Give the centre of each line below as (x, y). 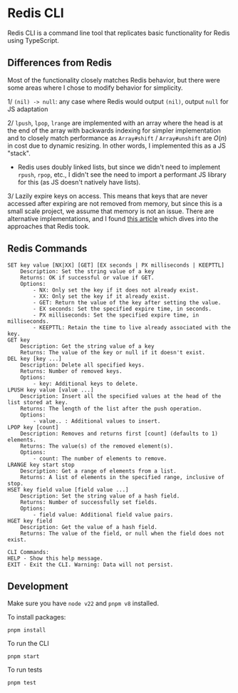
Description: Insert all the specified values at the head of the (121, 396)
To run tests (25, 670)
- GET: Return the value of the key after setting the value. (127, 302)
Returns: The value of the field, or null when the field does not (122, 533)
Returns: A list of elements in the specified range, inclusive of (122, 477)
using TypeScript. (33, 40)
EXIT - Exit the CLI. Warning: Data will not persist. (90, 565)
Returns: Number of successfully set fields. (89, 502)
